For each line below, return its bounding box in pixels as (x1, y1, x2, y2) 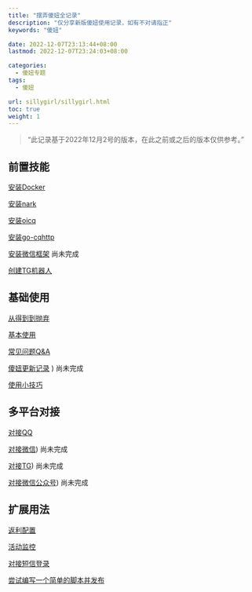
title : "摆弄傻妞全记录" (8, 11, 81, 20)
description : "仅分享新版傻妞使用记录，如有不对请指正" (8, 19, 173, 27)
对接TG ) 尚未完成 (8, 461, 64, 470)
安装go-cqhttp (8, 232, 55, 242)
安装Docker (8, 182, 46, 192)
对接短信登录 (8, 558, 49, 568)
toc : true (8, 105, 41, 113)
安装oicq (8, 216, 37, 225)
